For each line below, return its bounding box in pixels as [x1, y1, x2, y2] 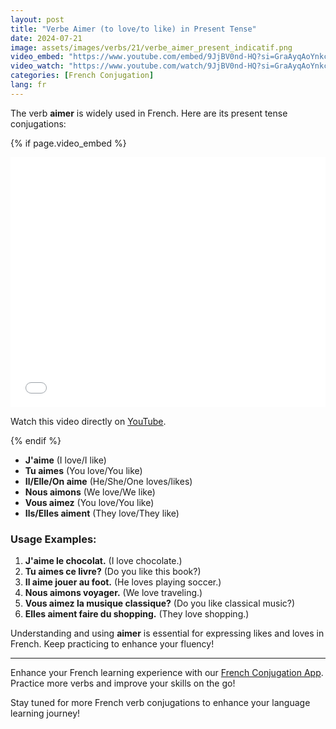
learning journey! [10, 707, 81, 720]
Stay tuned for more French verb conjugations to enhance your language [10, 697, 311, 709]
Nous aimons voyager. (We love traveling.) [24, 587, 203, 599]
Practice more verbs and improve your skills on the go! [10, 677, 236, 690]
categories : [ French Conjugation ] [10, 71, 155, 81]
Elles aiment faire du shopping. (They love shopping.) [24, 608, 250, 620]
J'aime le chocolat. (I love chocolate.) [24, 555, 183, 567]
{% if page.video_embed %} [10, 137, 127, 149]
